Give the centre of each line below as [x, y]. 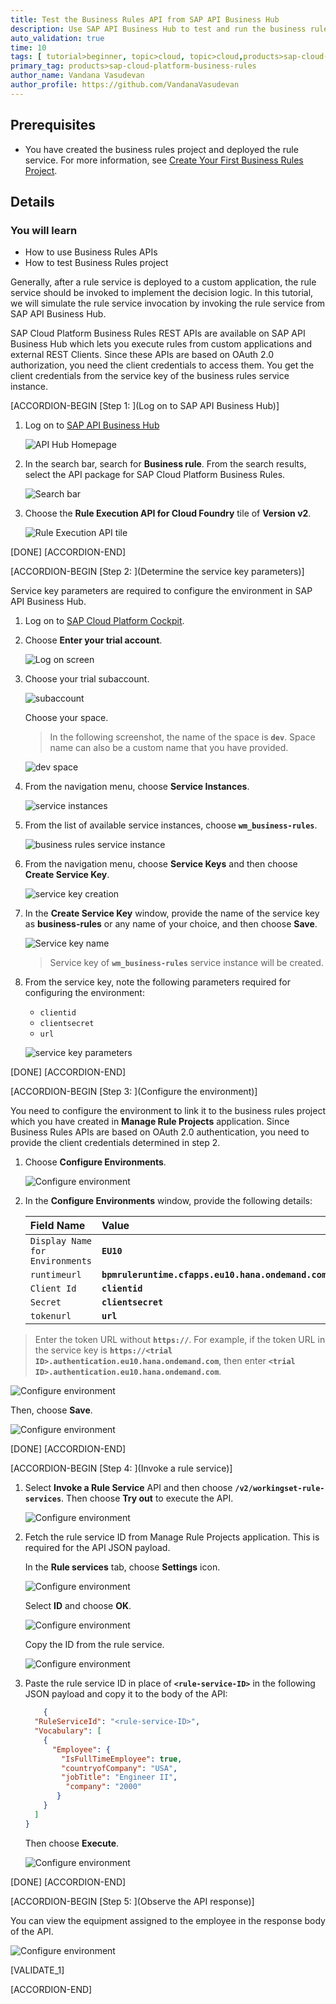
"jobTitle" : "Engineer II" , [119, 1777]
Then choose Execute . [72, 1843]
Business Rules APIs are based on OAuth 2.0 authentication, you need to [160, 1132]
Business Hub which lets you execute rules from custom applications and [161, 344]
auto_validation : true [57, 38]
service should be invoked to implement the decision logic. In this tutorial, [162, 293]
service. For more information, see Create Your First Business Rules [164, 160]
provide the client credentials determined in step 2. [115, 1143]
